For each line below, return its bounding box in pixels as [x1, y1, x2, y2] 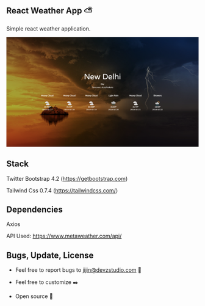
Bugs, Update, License [6, 250, 94, 260]
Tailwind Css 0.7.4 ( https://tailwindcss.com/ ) [6, 186, 118, 194]
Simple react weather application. [6, 24, 91, 32]
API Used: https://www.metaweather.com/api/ [6, 232, 122, 240]
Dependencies [6, 204, 63, 214]
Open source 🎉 [15, 293, 53, 300]
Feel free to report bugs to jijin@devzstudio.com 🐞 [15, 266, 142, 274]
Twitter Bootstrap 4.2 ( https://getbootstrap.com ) [6, 175, 128, 182]
